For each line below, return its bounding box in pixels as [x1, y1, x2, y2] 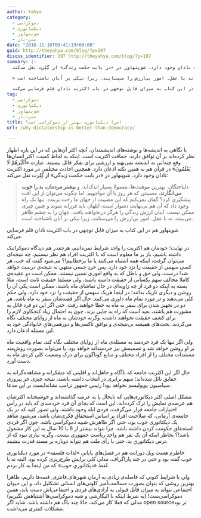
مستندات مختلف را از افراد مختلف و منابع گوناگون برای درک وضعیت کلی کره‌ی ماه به [7, 351, 195, 358]
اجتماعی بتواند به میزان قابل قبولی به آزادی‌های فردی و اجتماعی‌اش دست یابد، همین [7, 486, 192, 493]
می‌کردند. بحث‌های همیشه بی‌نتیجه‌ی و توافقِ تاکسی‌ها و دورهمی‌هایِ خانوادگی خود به [7, 320, 192, 328]
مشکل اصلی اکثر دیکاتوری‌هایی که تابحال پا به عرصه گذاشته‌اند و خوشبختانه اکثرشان [7, 393, 192, 400]
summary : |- [7, 58, 36, 64]
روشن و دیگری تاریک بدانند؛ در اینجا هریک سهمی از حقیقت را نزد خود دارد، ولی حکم [7, 289, 191, 296]
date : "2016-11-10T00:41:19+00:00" [7, 42, 95, 48]
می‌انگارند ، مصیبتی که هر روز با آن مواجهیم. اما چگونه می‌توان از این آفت [21, 189, 182, 197]
